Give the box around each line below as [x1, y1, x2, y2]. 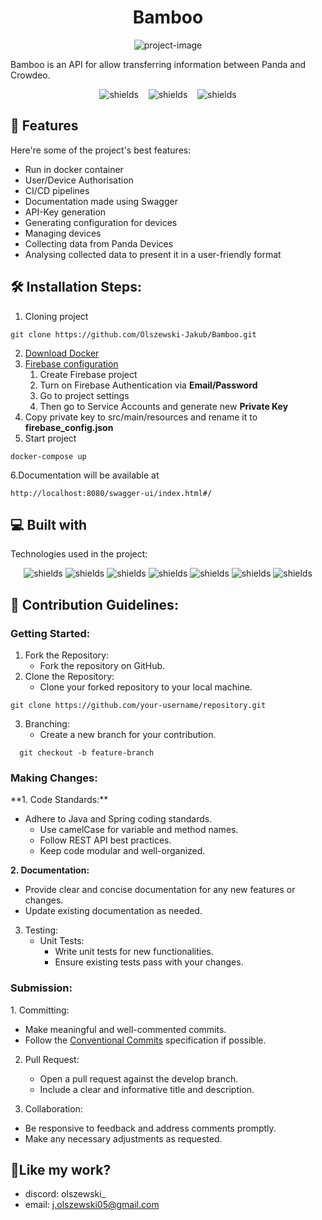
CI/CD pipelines [24, 184, 90, 196]
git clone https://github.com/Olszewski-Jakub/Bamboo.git [10, 329, 257, 340]
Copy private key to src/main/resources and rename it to [24, 411, 258, 423]
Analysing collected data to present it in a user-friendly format [24, 248, 282, 260]
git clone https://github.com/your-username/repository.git [10, 701, 267, 711]
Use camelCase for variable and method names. [39, 824, 239, 836]
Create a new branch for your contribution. [39, 729, 217, 741]
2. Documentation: [10, 864, 90, 876]
